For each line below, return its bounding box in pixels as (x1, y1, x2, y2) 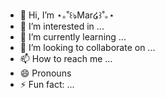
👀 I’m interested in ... (19, 20, 105, 32)
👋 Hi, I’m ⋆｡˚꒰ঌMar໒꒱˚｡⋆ (19, 9, 115, 21)
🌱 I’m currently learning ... (19, 31, 127, 43)
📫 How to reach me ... (19, 53, 113, 64)
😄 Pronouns (19, 67, 72, 79)
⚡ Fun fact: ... (19, 79, 75, 90)
